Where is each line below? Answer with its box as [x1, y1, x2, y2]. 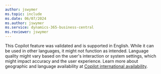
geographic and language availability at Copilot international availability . [5, 63, 148, 69]
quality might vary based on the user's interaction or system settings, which [5, 53, 156, 59]
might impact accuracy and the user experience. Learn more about [5, 59, 139, 64]
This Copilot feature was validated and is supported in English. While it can [5, 43, 154, 48]
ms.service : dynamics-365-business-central [5, 25, 94, 30]
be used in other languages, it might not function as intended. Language [5, 48, 149, 54]
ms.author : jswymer [5, 20, 44, 26]
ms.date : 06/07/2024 [5, 16, 47, 21]
